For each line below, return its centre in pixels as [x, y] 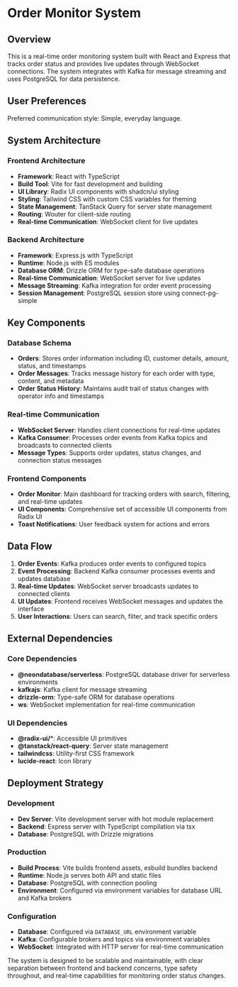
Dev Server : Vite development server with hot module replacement [115, 819]
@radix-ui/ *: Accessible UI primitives [72, 738]
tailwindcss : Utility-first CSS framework [76, 753]
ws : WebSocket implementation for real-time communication [106, 705]
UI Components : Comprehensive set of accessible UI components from [122, 509]
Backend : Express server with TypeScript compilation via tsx [106, 826]
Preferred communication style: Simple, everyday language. [95, 118]
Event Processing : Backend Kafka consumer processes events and [116, 571]
